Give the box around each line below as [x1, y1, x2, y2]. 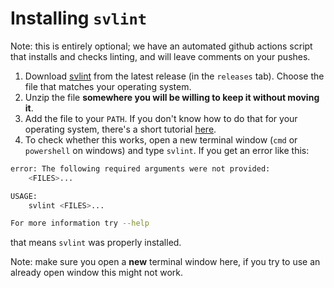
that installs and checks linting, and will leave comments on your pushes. [10, 50, 311, 62]
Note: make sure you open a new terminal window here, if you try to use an [10, 256, 321, 268]
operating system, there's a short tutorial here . [24, 123, 217, 135]
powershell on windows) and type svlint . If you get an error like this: [24, 144, 310, 156]
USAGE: [10, 191, 38, 201]
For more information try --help [10, 218, 150, 229]
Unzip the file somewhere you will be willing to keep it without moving [24, 91, 320, 103]
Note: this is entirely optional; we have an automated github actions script [10, 40, 313, 52]
